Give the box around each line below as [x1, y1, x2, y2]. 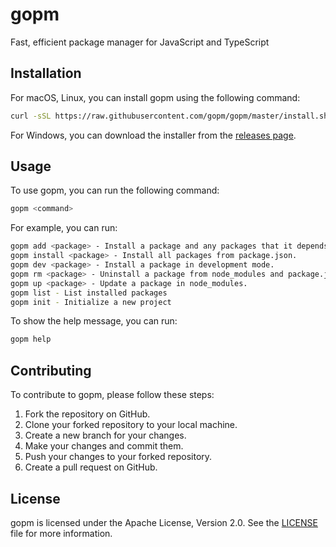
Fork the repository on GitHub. [24, 408, 151, 420]
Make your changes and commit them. [24, 440, 184, 452]
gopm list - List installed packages [10, 288, 168, 298]
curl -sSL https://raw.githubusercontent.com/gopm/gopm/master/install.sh [10, 111, 329, 121]
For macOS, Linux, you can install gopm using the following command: [10, 91, 301, 103]
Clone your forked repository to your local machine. [24, 419, 238, 431]
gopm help [10, 334, 52, 345]
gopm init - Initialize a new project [10, 297, 172, 307]
